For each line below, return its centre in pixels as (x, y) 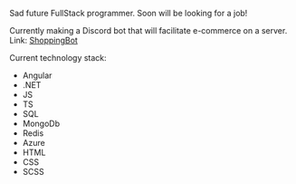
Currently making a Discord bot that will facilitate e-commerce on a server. (148, 30)
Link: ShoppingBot (44, 40)
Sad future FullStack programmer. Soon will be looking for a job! (129, 13)
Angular (37, 75)
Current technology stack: (58, 58)
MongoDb (41, 123)
